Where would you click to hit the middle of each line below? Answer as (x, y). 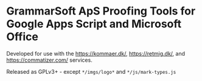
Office (22, 37)
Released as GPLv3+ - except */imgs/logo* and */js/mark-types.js (91, 71)
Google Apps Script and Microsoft (94, 24)
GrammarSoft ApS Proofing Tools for (101, 11)
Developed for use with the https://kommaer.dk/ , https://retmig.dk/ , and (96, 53)
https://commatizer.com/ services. (49, 60)
